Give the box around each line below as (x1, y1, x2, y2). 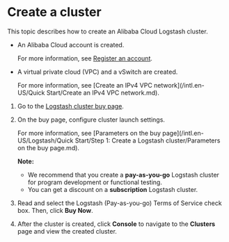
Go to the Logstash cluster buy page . (17, 102, 124, 110)
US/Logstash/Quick (17, 136, 74, 145)
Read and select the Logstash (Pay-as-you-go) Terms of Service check (17, 199, 222, 207)
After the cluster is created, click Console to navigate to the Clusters (17, 220, 216, 228)
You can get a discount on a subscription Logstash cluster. (27, 185, 198, 193)
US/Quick (17, 88, 45, 97)
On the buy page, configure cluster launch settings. (17, 115, 166, 124)
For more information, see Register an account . (17, 54, 153, 63)
